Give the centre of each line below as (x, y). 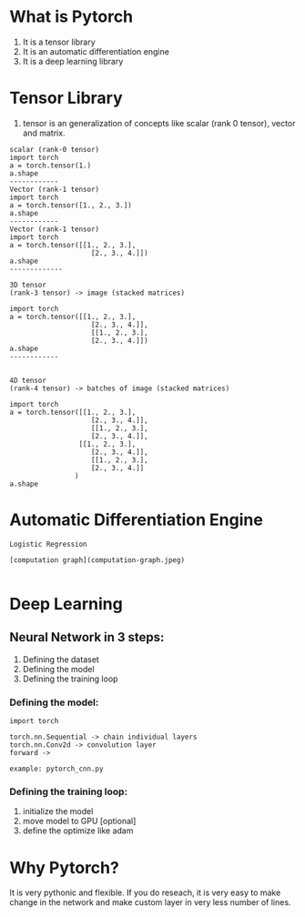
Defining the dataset (61, 659)
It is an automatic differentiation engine (96, 51)
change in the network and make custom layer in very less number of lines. (150, 902)
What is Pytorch (71, 17)
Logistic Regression (49, 544)
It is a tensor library (59, 42)
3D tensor (28, 285)
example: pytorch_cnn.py (56, 769)
